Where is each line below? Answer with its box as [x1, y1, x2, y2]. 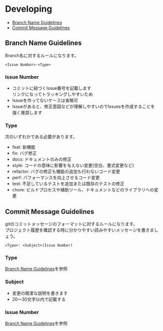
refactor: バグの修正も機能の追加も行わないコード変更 [12, 168, 120, 174]
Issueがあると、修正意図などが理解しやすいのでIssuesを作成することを [12, 103, 155, 109]
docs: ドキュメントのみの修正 [12, 156, 72, 162]
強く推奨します [12, 110, 42, 116]
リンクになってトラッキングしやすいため [12, 91, 93, 97]
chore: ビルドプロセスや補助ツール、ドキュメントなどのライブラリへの [12, 187, 154, 193]
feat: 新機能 [12, 144, 36, 150]
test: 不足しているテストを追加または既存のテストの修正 [12, 181, 125, 186]
